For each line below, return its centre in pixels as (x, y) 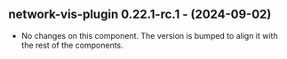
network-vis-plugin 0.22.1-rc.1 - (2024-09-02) (140, 15)
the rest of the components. (72, 45)
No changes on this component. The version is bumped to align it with (149, 35)
